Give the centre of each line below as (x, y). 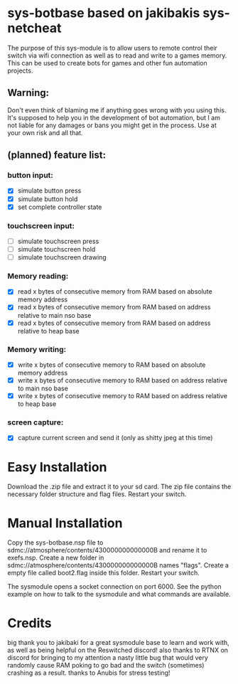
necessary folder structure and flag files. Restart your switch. (97, 494)
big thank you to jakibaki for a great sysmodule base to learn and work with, (118, 643)
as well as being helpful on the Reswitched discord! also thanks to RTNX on (118, 650)
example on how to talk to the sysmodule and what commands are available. (119, 594)
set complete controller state (60, 207)
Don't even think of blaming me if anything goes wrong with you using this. (117, 110)
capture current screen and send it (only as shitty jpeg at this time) (115, 438)
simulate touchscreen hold (56, 249)
